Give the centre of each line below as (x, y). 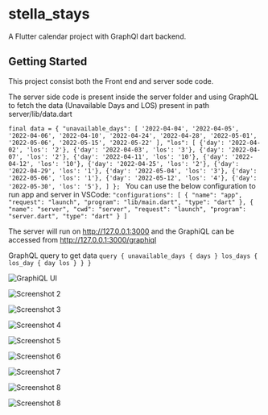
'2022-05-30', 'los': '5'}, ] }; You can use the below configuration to (132, 185)
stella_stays (49, 14)
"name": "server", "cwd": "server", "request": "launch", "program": (128, 209)
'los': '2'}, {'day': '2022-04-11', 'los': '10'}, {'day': (127, 157)
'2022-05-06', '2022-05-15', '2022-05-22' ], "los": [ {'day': (117, 143)
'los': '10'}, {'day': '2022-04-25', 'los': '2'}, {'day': (138, 164)
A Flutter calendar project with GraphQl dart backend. (97, 36)
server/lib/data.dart (40, 114)
